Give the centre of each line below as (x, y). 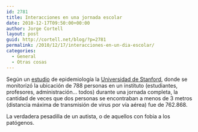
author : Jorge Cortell (35, 28)
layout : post (23, 34)
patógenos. (20, 122)
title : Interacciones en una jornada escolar (64, 17)
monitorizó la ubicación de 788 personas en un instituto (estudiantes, (92, 85)
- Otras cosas (29, 62)
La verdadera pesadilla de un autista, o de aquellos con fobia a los (88, 116)
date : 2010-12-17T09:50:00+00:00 (48, 23)
